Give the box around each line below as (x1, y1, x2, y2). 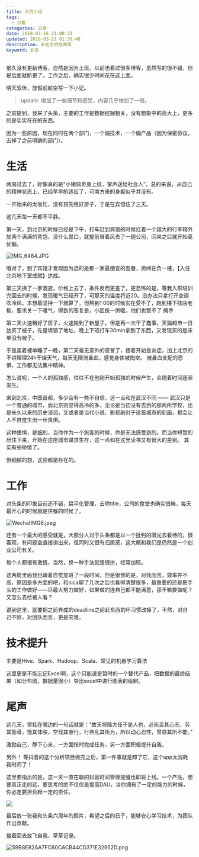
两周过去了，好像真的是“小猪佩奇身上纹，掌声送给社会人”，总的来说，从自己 (6, 180, 192, 187)
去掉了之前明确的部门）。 (6, 137, 66, 144)
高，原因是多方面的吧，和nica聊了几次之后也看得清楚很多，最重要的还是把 (6, 579, 188, 586)
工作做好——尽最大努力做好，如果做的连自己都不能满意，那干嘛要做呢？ (16, 586, 193, 593)
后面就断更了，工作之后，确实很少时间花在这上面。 (11, 72, 136, 79)
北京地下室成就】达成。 (6, 272, 63, 279)
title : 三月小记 (6, 8, 43, 15)
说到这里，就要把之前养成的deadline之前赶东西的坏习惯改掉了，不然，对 (6, 606, 183, 613)
